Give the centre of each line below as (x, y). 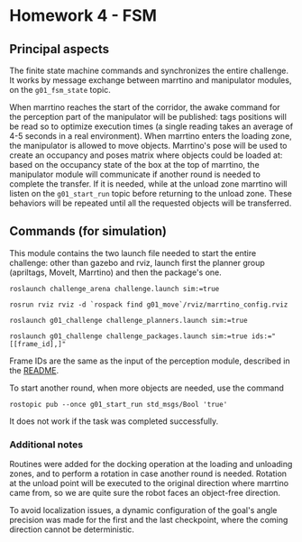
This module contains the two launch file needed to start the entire (133, 253)
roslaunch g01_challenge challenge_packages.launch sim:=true (128, 336)
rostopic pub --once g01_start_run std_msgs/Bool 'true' (119, 404)
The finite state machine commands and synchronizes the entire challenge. (149, 70)
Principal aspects (59, 49)
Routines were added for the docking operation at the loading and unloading (151, 464)
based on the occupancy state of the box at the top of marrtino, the (134, 165)
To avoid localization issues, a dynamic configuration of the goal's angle (143, 510)
